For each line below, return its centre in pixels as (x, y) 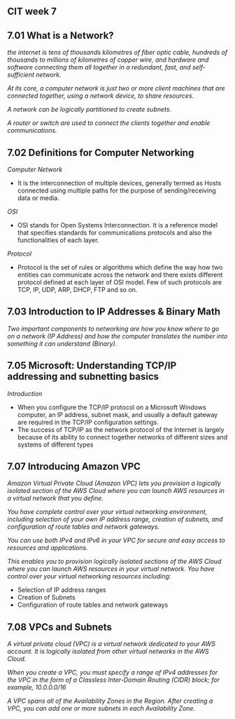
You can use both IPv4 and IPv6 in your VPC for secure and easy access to (116, 541)
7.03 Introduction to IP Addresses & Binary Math (114, 312)
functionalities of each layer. (58, 240)
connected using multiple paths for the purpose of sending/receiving (116, 191)
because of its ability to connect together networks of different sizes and (122, 437)
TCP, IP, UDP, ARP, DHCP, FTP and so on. (77, 290)
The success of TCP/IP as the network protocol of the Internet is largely (121, 429)
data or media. (38, 198)
